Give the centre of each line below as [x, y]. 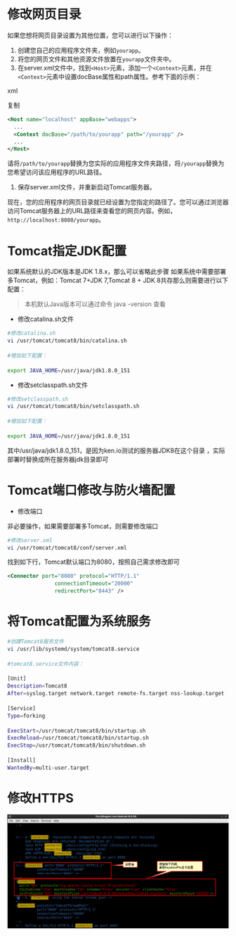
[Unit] [17, 679]
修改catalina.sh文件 [45, 319]
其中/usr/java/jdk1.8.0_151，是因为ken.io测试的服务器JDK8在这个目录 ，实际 [116, 450]
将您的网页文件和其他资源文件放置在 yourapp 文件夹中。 [96, 59]
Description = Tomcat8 [38, 686]
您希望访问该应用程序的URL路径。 [57, 172]
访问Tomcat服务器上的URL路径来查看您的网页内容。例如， [92, 211]
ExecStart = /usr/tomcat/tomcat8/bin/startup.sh [77, 731]
